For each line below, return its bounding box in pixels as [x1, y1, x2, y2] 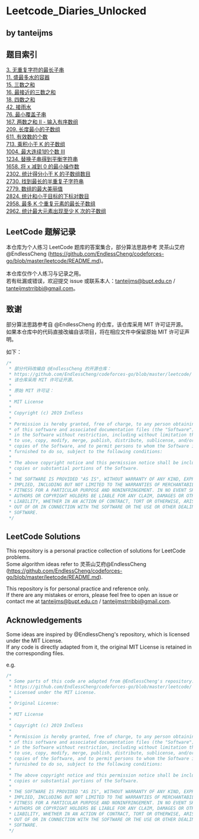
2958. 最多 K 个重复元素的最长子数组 [6, 200, 96, 208]
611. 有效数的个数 [6, 133, 49, 140]
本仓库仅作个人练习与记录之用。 [6, 270, 84, 277]
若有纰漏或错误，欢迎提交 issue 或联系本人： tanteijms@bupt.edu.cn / [6, 278, 176, 285]
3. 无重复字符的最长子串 [6, 67, 65, 74]
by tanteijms [6, 28, 53, 38]
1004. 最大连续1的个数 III [6, 148, 65, 155]
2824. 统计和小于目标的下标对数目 [6, 193, 90, 200]
